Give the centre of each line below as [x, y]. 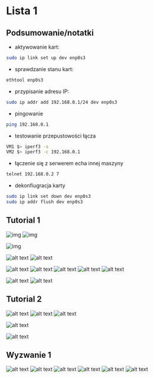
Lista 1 [22, 11]
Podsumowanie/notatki [50, 33]
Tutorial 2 [24, 299]
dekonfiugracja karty [40, 185]
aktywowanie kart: [37, 47]
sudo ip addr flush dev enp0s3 [45, 202]
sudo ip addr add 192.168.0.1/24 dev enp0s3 [62, 102]
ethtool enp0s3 [25, 80]
